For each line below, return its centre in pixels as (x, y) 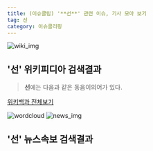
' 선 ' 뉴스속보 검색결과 (50, 139)
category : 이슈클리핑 (35, 26)
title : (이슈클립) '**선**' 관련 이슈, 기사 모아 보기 (77, 13)
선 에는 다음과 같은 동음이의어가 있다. (73, 88)
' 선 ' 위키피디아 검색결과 (54, 69)
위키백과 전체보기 (30, 102)
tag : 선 (17, 20)
